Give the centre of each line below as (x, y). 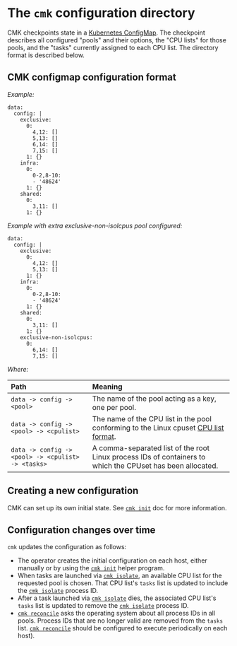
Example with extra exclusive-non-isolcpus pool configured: (95, 225)
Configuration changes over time (81, 530)
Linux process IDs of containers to (149, 457)
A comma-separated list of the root (151, 448)
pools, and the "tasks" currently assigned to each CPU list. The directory (113, 47)
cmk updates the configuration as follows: (67, 547)
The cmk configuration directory (101, 13)
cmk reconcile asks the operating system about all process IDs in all (116, 613)
